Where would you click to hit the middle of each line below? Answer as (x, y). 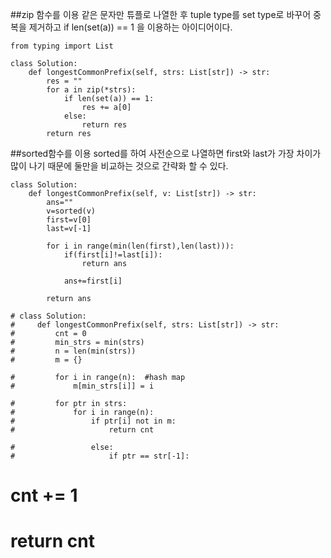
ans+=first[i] (93, 281)
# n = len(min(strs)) (73, 351)
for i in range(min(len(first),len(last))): (140, 246)
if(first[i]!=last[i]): (113, 255)
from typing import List (62, 46)
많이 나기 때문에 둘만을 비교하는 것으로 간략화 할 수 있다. (119, 166)
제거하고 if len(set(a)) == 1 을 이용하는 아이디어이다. (130, 27)
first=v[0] (69, 220)
